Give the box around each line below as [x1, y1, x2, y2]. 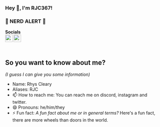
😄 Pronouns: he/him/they [12, 104, 65, 111]
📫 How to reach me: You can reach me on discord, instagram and [12, 92, 148, 98]
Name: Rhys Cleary [12, 81, 52, 87]
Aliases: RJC [12, 86, 39, 92]
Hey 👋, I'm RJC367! [5, 4, 53, 11]
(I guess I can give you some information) [5, 71, 90, 77]
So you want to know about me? [5, 58, 106, 66]
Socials [5, 29, 21, 35]
